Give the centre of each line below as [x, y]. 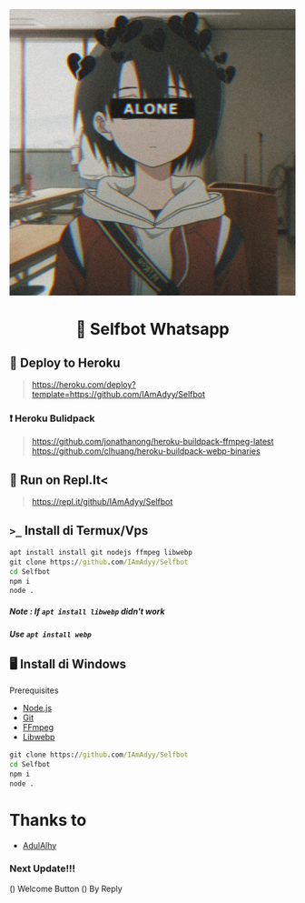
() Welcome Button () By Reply [66, 888]
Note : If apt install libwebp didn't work [87, 611]
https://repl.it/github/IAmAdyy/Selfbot [102, 502]
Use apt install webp [51, 634]
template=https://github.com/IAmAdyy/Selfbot [118, 394]
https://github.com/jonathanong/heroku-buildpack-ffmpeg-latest [152, 442]
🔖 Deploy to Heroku [65, 362]
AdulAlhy [39, 845]
